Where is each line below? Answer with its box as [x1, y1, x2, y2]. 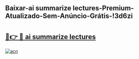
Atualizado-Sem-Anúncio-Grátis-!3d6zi [5, 12, 133, 20]
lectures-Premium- [72, 4, 134, 12]
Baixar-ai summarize [5, 4, 72, 12]
